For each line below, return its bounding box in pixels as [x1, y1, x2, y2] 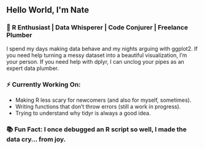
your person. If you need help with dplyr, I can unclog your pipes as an [6, 58, 185, 65]
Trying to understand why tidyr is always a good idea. [15, 109, 151, 117]
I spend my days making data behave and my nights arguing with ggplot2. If [6, 45, 198, 52]
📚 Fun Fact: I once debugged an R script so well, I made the [6, 125, 187, 134]
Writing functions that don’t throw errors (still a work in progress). [15, 102, 181, 110]
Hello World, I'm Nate [6, 5, 89, 15]
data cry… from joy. [6, 135, 66, 143]
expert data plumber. [6, 64, 59, 72]
